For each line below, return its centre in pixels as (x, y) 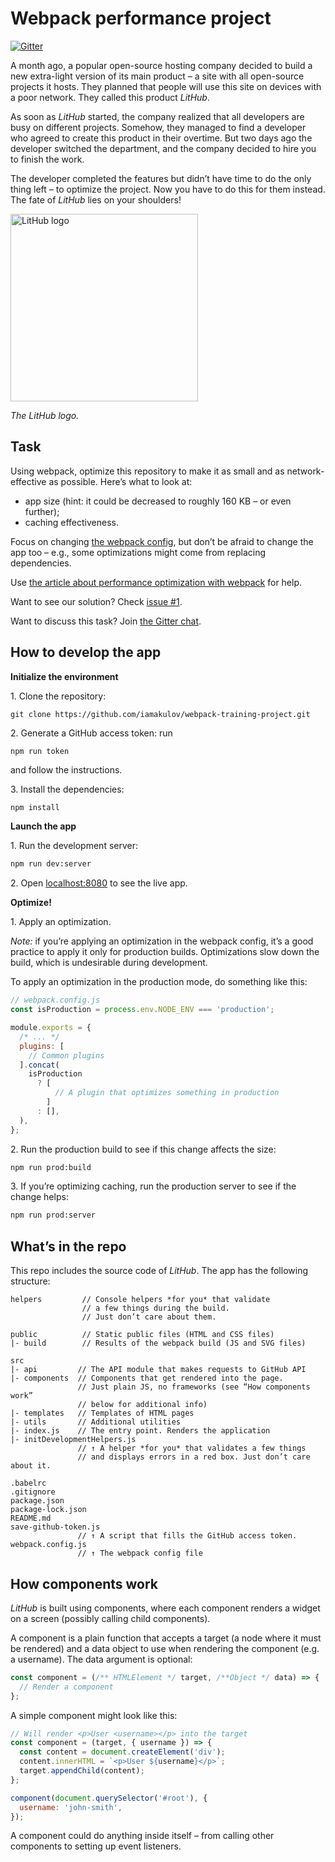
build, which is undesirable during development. (109, 963)
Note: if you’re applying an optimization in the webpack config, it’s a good (162, 941)
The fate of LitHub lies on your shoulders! (96, 199)
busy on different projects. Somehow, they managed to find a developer (158, 127)
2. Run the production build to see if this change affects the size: (143, 1149)
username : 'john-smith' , (71, 1807)
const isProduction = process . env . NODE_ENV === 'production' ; (142, 1010)
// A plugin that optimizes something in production (167, 1093)
